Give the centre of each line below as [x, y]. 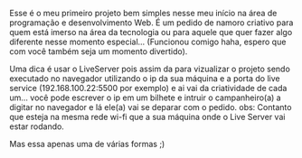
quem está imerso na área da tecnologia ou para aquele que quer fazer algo [151, 32]
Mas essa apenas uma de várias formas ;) [87, 144]
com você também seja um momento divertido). [99, 51]
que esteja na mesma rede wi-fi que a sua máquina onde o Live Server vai [147, 117]
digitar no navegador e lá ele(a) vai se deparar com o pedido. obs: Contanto [151, 107]
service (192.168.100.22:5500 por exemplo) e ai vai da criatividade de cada [148, 88]
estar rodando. [37, 126]
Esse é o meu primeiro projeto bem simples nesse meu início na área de [143, 13]
